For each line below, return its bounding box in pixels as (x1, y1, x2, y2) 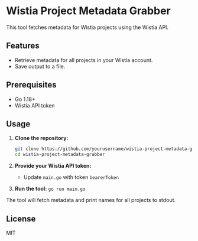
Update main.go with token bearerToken (23, 174, 119, 181)
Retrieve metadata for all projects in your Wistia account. (14, 56, 153, 63)
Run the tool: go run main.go (14, 185, 86, 193)
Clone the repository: (14, 135, 69, 142)
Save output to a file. (14, 63, 66, 70)
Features (6, 41, 40, 51)
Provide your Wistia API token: (14, 162, 92, 170)
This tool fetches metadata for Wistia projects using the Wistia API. (6, 24, 169, 31)
